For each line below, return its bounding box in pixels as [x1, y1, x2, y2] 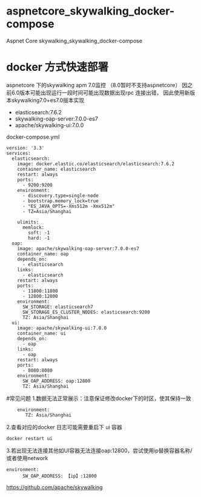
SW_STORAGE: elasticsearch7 [22, 304, 94, 310]
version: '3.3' [6, 145, 45, 151]
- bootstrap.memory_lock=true [22, 198, 99, 204]
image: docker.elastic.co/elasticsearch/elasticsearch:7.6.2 [17, 160, 174, 167]
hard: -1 [28, 235, 50, 241]
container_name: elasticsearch [17, 166, 96, 172]
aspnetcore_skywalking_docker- [6, 4, 174, 18]
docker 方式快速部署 [6, 61, 109, 74]
